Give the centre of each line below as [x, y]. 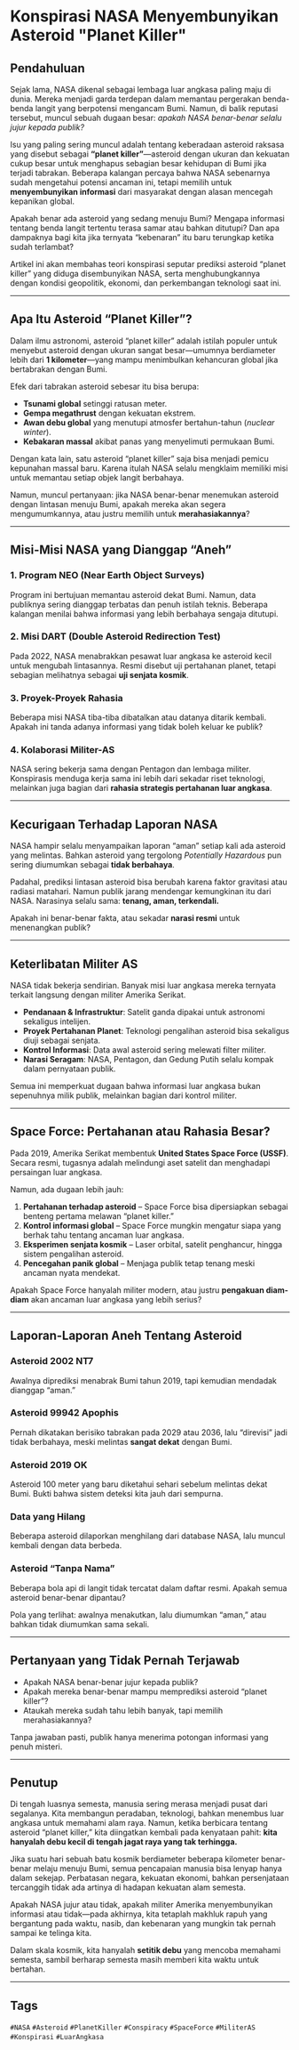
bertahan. [28, 1969]
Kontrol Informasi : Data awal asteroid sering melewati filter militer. [145, 1050]
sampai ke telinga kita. [51, 1933]
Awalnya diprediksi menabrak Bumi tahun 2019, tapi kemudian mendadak [144, 1380]
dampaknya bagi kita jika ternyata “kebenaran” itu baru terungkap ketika [142, 237]
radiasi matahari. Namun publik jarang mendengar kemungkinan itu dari [141, 892]
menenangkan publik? [51, 928]
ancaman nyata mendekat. [71, 1272]
